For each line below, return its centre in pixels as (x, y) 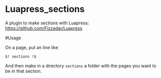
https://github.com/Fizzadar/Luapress (44, 28)
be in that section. (24, 71)
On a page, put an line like (32, 47)
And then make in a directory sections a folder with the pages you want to (81, 66)
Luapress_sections (45, 9)
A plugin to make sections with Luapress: (47, 23)
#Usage (13, 38)
